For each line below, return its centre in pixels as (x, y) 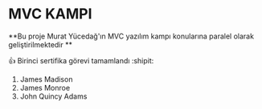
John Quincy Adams (53, 96)
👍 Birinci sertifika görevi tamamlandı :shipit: (81, 60)
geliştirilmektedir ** (40, 44)
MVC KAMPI (50, 14)
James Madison (46, 79)
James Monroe (45, 87)
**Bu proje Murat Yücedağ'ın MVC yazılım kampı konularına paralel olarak (131, 36)
